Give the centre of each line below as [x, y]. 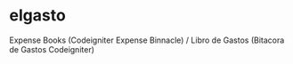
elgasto [38, 16]
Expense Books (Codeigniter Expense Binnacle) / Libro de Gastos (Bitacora [147, 40]
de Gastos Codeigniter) [52, 49]
